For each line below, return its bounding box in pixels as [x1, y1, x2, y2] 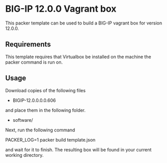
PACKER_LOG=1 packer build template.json [5, 137, 96, 143]
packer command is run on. [5, 59, 63, 65]
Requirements [5, 40, 51, 49]
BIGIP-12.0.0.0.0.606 [12, 97, 56, 103]
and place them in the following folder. [5, 107, 86, 113]
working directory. [5, 152, 44, 158]
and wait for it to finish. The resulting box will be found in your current [5, 146, 152, 153]
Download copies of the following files [5, 87, 86, 93]
